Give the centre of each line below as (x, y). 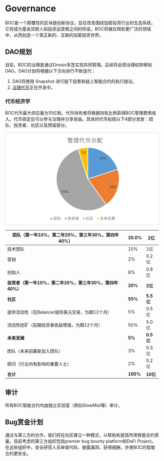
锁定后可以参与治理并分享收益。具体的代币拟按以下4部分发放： (85, 119)
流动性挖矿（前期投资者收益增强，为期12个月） (55, 325)
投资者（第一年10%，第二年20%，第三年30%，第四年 (62, 282)
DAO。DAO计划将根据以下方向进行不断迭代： (51, 71)
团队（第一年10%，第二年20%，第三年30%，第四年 (65, 235)
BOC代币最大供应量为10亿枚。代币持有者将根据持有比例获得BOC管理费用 (79, 113)
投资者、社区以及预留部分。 (41, 125)
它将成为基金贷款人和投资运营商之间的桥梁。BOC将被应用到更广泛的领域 (78, 29)
